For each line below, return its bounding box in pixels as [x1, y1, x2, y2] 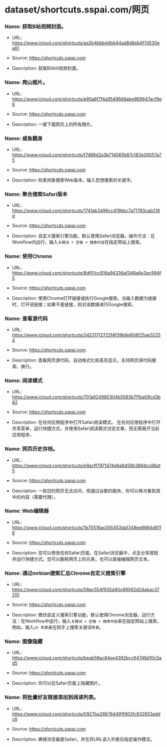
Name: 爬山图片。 [4, 79, 48, 86]
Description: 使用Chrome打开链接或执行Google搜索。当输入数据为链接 [11, 295, 157, 301]
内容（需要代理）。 [20, 494, 58, 500]
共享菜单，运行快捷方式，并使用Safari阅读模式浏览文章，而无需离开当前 [11, 425, 160, 431]
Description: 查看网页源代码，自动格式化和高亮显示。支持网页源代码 [11, 357, 152, 363]
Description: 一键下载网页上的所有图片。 [11, 121, 95, 127]
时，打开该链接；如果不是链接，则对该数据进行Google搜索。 [11, 301, 137, 307]
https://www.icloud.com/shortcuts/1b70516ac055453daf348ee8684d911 [11, 524, 162, 531]
